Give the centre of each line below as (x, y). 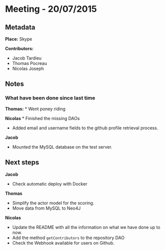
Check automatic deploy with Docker (50, 184)
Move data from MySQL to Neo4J (46, 208)
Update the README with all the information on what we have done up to (86, 227)
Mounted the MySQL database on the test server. (62, 147)
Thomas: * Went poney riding (35, 109)
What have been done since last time (50, 98)
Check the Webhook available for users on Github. (63, 243)
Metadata (20, 27)
